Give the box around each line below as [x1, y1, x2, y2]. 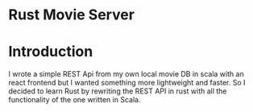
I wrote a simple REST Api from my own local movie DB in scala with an [8, 69, 244, 79]
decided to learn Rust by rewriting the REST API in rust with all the [8, 86, 227, 96]
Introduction [8, 43, 93, 61]
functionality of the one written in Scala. [8, 95, 141, 105]
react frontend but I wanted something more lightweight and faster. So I [8, 78, 246, 88]
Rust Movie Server [8, 6, 135, 24]
